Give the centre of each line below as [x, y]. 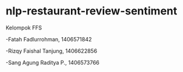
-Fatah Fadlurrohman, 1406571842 [49, 39]
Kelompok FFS [24, 28]
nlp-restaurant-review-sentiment [91, 11]
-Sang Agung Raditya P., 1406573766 [53, 62]
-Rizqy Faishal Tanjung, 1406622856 [52, 51]
